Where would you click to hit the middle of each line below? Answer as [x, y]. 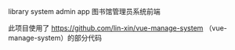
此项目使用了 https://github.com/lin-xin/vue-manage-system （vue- [117, 28]
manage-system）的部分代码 [55, 38]
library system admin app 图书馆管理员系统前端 [84, 11]
